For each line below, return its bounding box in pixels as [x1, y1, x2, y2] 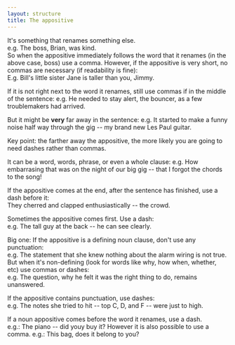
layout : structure [7, 10, 61, 18]
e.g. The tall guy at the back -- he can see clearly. [7, 222, 152, 230]
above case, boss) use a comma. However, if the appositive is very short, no [7, 58, 228, 67]
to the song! [7, 172, 42, 181]
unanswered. [7, 280, 46, 288]
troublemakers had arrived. [7, 102, 86, 110]
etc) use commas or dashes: [7, 265, 90, 273]
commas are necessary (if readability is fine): [7, 66, 138, 74]
